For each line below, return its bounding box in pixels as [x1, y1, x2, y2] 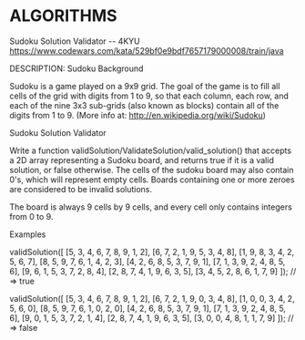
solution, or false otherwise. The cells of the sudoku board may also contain [9, 164, 294, 175]
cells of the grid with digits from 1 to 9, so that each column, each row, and [9, 90, 290, 101]
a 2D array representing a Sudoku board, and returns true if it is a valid [9, 154, 275, 165]
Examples [9, 229, 46, 240]
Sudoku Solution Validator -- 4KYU [9, 36, 141, 46]
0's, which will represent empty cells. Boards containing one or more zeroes [9, 174, 295, 185]
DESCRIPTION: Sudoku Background [9, 63, 144, 74]
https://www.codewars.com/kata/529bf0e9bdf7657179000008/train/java [9, 45, 284, 56]
